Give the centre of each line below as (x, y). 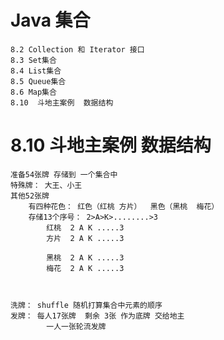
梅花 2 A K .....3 (85, 268)
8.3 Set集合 (33, 60)
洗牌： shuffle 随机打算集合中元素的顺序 (86, 305)
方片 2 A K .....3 (85, 238)
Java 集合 (50, 20)
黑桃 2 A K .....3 (85, 257)
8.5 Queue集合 (38, 81)
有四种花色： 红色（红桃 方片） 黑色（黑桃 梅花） (124, 206)
